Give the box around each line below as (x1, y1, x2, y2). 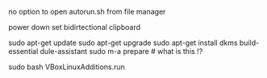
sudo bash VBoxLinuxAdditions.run (8, 62, 125, 72)
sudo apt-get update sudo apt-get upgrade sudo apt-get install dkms (8, 38, 238, 47)
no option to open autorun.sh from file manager (8, 7, 166, 16)
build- (239, 38, 260, 47)
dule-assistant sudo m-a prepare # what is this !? (40, 47, 203, 55)
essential (8, 47, 39, 55)
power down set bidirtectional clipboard (8, 23, 141, 31)
